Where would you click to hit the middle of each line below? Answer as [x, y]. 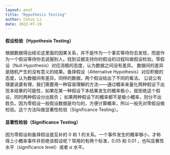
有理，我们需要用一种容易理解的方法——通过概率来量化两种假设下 [91, 84]
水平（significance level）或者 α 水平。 [46, 147]
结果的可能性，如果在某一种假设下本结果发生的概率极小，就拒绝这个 [85, 91]
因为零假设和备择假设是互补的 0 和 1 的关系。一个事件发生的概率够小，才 [81, 134]
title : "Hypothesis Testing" [36, 15]
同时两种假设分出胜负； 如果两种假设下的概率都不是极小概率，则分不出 [88, 97]
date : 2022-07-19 [24, 24]
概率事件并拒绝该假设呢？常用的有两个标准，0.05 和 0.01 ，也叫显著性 [91, 141]
